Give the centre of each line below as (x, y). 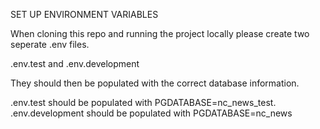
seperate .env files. (50, 44)
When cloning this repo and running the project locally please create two (160, 33)
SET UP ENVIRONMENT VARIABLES (84, 14)
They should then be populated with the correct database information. (155, 83)
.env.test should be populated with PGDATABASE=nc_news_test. (143, 102)
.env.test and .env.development (75, 63)
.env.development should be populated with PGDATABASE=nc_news (151, 113)
